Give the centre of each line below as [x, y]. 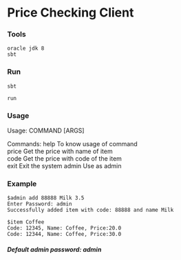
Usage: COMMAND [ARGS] [46, 131]
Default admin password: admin [54, 249]
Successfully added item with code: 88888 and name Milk [90, 210]
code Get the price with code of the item [65, 159]
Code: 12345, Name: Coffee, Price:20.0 [64, 228]
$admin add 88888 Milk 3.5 [46, 198]
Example [22, 184]
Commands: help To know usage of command [72, 144]
